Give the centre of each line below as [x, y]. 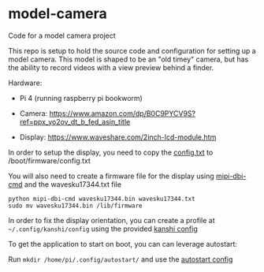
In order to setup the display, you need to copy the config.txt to [111, 152]
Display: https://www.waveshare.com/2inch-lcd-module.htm [118, 137]
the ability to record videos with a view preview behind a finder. [111, 67]
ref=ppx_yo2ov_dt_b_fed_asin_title [75, 121]
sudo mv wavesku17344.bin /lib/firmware [76, 206]
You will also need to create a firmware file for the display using [111, 176]
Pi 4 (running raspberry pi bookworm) [81, 98]
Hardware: [25, 83]
